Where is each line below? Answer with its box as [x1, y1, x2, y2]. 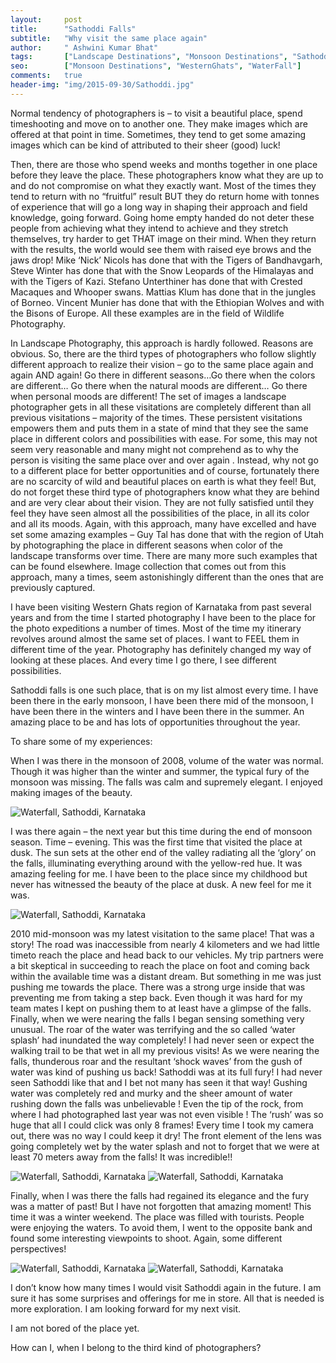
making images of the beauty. [10, 786, 133, 798]
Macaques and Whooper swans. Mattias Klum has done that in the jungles [10, 286, 317, 298]
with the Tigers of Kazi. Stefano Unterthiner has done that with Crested [10, 275, 303, 287]
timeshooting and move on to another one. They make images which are [10, 117, 308, 130]
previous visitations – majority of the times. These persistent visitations [10, 411, 303, 423]
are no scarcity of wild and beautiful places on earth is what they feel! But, [10, 475, 317, 487]
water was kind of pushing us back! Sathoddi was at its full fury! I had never [10, 1066, 323, 1078]
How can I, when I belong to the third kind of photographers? [10, 1341, 262, 1353]
